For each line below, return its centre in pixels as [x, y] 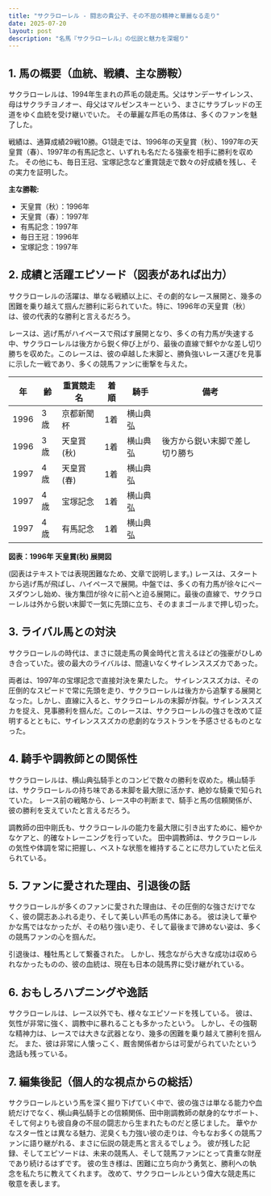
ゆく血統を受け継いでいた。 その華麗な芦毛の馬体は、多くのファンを [136, 115]
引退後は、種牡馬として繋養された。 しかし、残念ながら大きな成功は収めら [133, 954]
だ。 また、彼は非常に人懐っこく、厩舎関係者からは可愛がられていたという [133, 1044]
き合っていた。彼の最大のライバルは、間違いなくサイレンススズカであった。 [135, 663]
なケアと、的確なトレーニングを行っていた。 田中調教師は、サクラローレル [133, 838]
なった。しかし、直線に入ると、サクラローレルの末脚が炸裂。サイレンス [128, 700]
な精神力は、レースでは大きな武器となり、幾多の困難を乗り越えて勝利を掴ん [135, 1033]
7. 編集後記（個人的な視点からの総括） [104, 1081]
